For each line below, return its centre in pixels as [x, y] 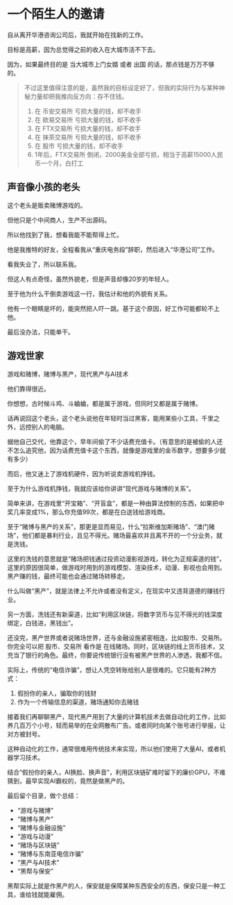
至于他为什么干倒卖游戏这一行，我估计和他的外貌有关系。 [89, 294]
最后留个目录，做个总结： [44, 795]
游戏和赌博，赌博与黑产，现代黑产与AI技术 [68, 374]
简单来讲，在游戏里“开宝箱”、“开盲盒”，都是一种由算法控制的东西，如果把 [113, 503]
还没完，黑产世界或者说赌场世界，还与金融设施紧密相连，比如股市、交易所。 [116, 637]
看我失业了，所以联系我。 [44, 264]
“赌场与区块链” [38, 845]
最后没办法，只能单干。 [41, 332]
